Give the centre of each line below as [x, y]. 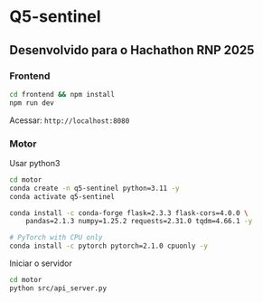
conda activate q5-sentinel [62, 196]
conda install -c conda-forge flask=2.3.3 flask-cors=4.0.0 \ [129, 213]
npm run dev [32, 103]
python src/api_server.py [58, 288]
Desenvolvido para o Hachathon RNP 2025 [132, 50]
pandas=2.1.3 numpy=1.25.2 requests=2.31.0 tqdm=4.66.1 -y [139, 222]
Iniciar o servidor [41, 263]
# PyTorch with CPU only [56, 238]
